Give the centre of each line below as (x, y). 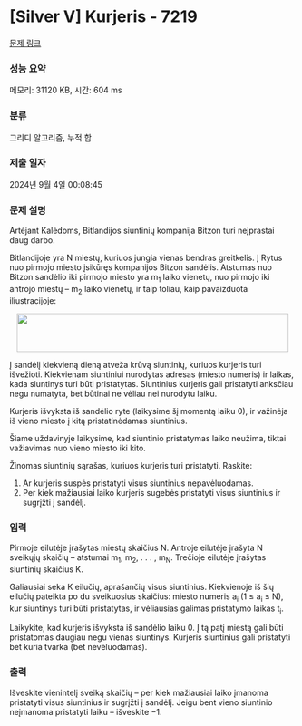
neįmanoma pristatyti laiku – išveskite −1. (86, 711)
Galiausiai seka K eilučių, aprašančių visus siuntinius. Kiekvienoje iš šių (142, 586)
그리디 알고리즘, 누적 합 (51, 137)
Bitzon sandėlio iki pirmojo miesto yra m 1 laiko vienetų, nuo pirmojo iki (140, 278)
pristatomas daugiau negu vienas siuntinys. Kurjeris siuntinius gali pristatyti (150, 637)
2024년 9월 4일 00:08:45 (56, 184)
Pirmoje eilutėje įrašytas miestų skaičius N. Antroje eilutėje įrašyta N (136, 548)
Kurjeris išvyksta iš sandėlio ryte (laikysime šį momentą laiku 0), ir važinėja (149, 411)
